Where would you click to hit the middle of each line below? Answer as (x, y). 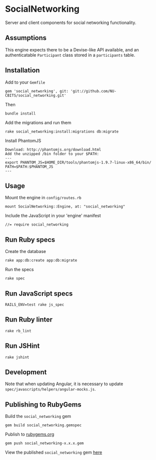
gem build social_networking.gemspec (43, 425)
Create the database (26, 252)
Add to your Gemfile (25, 82)
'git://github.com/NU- (94, 91)
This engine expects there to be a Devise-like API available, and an (72, 49)
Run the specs (19, 270)
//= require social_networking (37, 225)
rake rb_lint (18, 331)
